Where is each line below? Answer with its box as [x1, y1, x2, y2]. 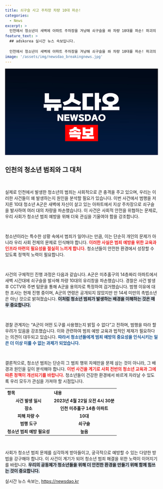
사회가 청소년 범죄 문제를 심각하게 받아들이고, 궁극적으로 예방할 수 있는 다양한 [5, 449, 151, 456]
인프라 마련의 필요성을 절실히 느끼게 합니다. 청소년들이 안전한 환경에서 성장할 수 [5, 245, 154, 251]
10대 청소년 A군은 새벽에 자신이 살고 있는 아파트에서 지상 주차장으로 [14, 201, 142, 207]
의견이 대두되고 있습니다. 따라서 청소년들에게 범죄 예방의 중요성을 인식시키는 [10, 334, 153, 340]
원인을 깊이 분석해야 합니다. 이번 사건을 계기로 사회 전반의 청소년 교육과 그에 [14, 366, 156, 372]
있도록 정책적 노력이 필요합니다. [5, 251, 65, 257]
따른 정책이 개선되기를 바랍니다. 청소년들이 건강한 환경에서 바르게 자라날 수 [5, 372, 146, 378]
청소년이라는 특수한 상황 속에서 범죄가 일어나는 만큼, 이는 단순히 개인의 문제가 [5, 233, 151, 239]
